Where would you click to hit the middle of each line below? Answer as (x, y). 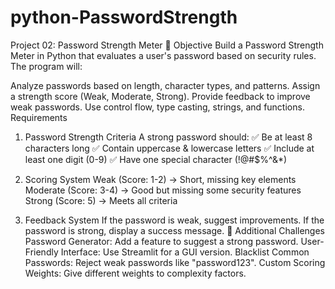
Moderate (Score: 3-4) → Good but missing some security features (163, 190)
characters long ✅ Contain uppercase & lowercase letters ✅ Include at (169, 148)
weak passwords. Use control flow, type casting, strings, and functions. (157, 107)
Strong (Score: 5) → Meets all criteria (101, 200)
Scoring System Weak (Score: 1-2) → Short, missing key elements (160, 179)
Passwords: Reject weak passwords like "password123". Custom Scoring (175, 262)
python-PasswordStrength (124, 17)
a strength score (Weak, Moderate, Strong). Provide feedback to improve (160, 96)
